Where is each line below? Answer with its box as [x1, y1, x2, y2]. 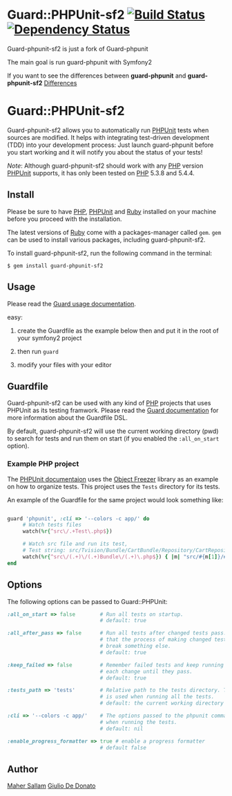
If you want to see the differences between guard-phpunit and [7, 71, 186, 80]
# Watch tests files [22, 522, 81, 529]
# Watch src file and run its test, [22, 540, 128, 547]
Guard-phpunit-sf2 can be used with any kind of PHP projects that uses [7, 399, 211, 407]
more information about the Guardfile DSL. [7, 414, 128, 422]
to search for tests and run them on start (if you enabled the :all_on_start [7, 434, 220, 443]
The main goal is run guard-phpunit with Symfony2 [7, 58, 152, 66]
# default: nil [99, 725, 144, 732]
